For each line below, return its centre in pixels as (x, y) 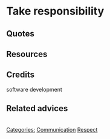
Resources (27, 54)
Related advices (37, 108)
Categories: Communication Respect (52, 129)
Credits (21, 75)
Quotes (21, 34)
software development (34, 89)
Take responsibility (55, 11)
